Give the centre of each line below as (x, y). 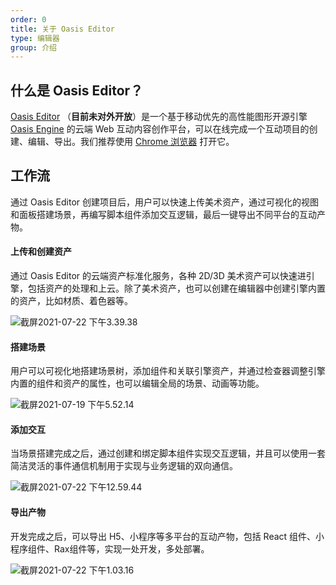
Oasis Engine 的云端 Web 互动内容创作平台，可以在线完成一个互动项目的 (160, 129)
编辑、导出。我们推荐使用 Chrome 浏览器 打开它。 (131, 142)
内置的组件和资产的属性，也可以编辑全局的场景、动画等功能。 (137, 383)
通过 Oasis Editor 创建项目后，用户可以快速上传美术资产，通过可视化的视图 (165, 202)
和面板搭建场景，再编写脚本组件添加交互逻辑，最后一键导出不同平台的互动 (163, 214)
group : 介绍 (33, 47)
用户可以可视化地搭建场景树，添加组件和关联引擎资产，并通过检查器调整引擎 (168, 371)
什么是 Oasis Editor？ (77, 90)
